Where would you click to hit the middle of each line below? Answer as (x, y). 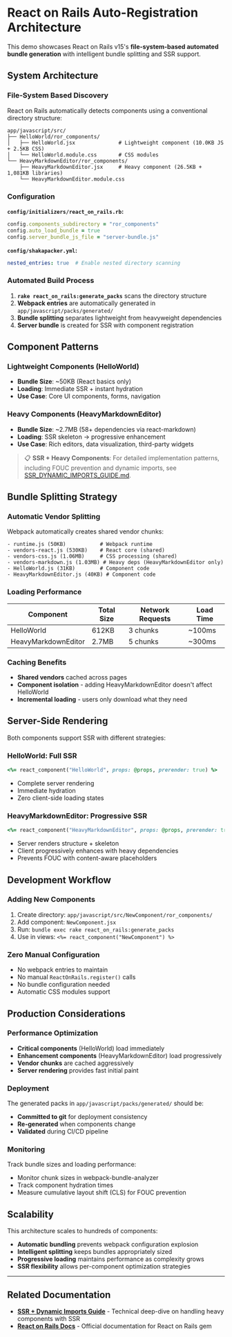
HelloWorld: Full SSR (42, 756)
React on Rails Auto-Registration (103, 13)
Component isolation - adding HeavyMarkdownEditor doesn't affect (115, 684)
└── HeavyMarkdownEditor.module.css (72, 179)
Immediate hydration (46, 790)
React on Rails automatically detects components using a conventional (107, 110)
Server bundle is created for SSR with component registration (105, 325)
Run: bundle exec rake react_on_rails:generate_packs (96, 929)
